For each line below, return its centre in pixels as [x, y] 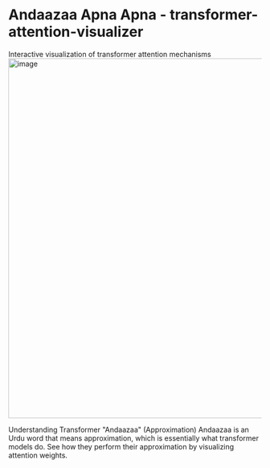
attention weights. [38, 455]
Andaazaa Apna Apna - [88, 15]
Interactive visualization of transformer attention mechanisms [110, 54]
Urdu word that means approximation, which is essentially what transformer [134, 438]
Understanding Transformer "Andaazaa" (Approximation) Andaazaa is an [129, 429]
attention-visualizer [76, 32]
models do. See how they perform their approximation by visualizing [121, 446]
